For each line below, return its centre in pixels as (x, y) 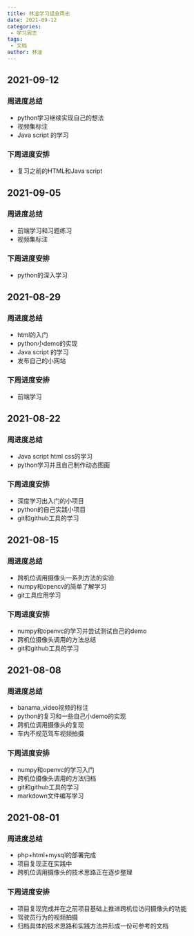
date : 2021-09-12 (32, 20)
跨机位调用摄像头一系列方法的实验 (66, 578)
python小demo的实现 (47, 343)
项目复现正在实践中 (45, 864)
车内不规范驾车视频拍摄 (50, 733)
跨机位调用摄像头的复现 (50, 725)
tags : (15, 39)
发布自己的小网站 (41, 360)
